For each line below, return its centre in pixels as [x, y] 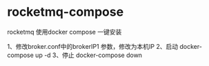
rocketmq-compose [66, 12]
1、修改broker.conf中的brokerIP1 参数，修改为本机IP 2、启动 [93, 46]
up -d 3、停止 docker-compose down [89, 55]
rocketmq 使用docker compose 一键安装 [64, 32]
